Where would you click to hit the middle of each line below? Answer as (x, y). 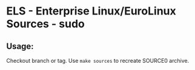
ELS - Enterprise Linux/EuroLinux (91, 11)
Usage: (20, 46)
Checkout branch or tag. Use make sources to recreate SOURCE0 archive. (98, 61)
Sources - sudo (45, 24)
